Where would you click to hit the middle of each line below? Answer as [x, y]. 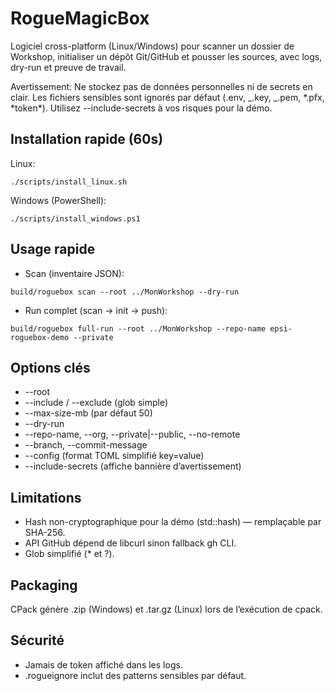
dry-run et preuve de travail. [68, 67]
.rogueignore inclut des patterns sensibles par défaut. [135, 675]
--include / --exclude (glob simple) [96, 403]
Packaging [44, 585]
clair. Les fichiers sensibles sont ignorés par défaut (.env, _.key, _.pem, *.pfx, [167, 97]
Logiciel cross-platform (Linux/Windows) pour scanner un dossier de [152, 46]
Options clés [50, 367]
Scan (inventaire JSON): [74, 273]
